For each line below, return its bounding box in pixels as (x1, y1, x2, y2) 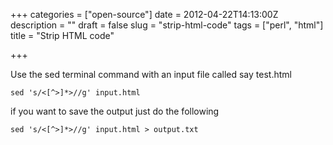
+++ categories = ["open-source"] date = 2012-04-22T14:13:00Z (10, 9, 279, 20)
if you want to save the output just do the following (10, 105, 220, 117)
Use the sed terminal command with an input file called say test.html (10, 69, 292, 80)
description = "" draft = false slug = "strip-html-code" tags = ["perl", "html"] (10, 19, 324, 31)
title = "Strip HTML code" (10, 30, 115, 41)
